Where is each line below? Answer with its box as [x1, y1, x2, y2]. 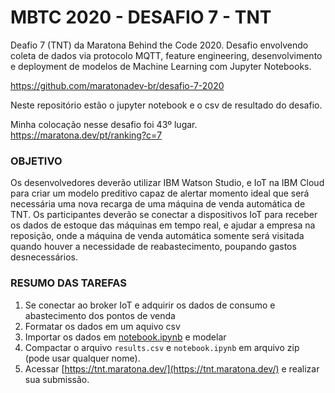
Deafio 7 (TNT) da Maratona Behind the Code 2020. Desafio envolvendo [10, 39, 309, 51]
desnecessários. [10, 251, 78, 263]
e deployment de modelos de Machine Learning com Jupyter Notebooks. [10, 60, 312, 72]
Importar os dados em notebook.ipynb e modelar [24, 331, 227, 343]
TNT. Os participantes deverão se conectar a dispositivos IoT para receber [10, 209, 318, 221]
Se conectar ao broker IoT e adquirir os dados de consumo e [24, 299, 276, 311]
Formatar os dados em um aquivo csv [24, 320, 181, 332]
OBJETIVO [10, 154, 63, 168]
